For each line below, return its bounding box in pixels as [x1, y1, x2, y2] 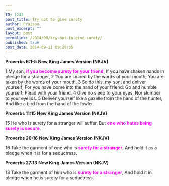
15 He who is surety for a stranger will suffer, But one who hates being [5, 120, 152, 126]
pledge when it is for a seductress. [5, 150, 77, 156]
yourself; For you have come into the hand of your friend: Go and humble [5, 84, 157, 90]
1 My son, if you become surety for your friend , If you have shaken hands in [5, 68, 164, 74]
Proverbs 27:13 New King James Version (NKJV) [5, 159, 109, 166]
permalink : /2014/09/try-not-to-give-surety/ [5, 36, 102, 41]
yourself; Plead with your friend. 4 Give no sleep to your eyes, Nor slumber [5, 89, 161, 96]
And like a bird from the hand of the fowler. [5, 100, 94, 106]
